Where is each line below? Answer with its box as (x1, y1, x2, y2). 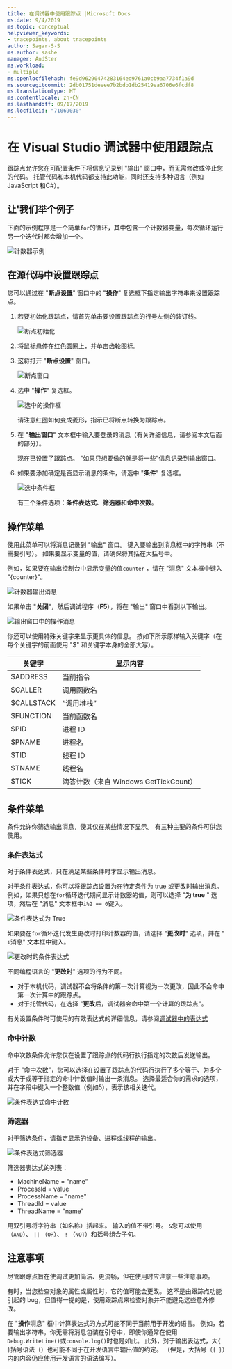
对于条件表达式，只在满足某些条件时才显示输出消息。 (7, 867, 160, 876)
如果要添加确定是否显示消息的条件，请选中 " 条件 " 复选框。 (17, 469, 185, 477)
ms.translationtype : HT (7, 88, 76, 95)
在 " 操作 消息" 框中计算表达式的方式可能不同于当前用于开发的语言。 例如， (7, 1319, 219, 1327)
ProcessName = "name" (17, 1192, 87, 1201)
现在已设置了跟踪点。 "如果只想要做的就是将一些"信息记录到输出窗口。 (17, 454, 220, 463)
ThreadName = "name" (17, 1207, 85, 1215)
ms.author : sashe (7, 49, 58, 56)
